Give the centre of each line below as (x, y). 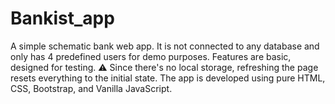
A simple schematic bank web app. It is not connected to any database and (165, 46)
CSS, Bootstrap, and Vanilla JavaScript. (91, 88)
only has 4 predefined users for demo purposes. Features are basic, (151, 56)
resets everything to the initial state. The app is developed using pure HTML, (168, 78)
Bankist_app (62, 18)
